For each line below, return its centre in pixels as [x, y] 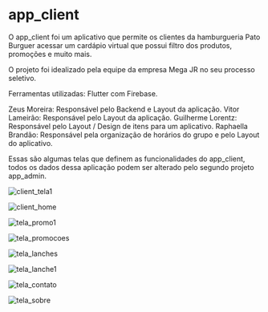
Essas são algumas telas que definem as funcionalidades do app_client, [127, 159]
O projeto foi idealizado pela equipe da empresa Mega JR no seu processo [132, 69]
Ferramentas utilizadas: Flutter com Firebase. [83, 93]
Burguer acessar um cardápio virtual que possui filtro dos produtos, [120, 45]
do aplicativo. [31, 143]
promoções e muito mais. [50, 54]
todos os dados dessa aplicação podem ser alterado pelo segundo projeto [131, 167]
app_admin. [27, 176]
